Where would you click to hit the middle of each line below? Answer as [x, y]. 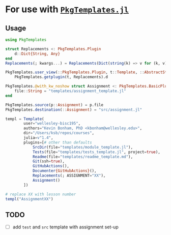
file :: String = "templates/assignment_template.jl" [70, 91]
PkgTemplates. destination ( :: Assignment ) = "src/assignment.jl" [74, 110]
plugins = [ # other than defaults [58, 142]
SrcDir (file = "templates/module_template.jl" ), [83, 147]
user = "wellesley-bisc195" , [52, 124]
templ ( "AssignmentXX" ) [29, 199]
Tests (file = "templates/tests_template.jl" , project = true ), [96, 152]
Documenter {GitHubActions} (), [64, 171]
